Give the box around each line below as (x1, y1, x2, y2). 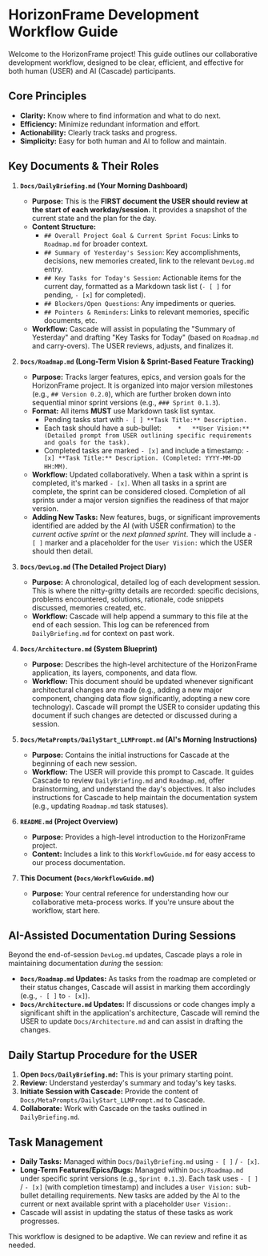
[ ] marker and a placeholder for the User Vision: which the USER (31, 537, 254, 547)
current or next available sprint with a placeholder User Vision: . (19, 1199, 231, 1209)
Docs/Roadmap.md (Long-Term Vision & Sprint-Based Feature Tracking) (19, 356, 254, 366)
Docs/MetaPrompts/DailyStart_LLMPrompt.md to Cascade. (19, 1095, 206, 1105)
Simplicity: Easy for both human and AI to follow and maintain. (19, 136, 226, 146)
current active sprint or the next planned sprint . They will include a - (31, 529, 258, 538)
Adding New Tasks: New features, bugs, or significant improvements (31, 512, 261, 521)
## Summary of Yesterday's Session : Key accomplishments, (43, 247, 242, 257)
